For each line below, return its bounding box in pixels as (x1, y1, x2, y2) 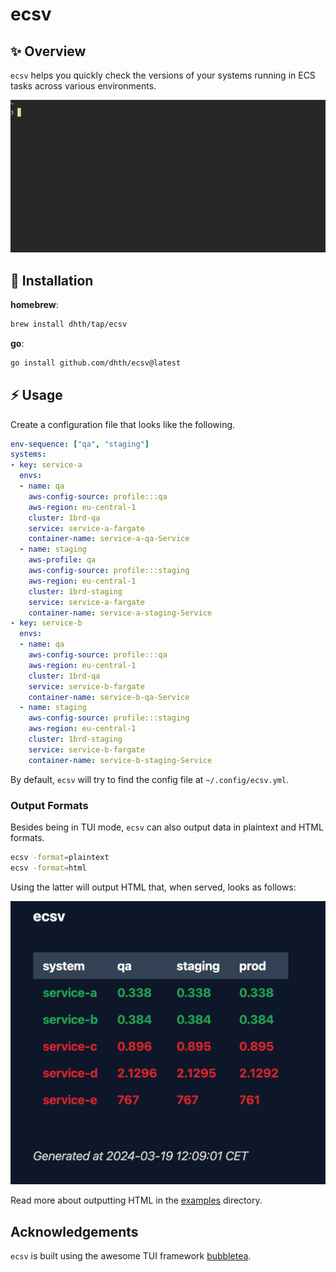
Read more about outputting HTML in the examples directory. (10, 1194, 263, 1207)
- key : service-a (10, 460, 83, 470)
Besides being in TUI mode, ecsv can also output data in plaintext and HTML (10, 821, 324, 833)
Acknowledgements (10, 1223, 139, 1240)
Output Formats (10, 798, 89, 812)
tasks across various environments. (10, 80, 157, 92)
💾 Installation (10, 272, 94, 289)
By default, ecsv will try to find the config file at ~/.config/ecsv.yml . (10, 773, 290, 785)
